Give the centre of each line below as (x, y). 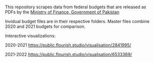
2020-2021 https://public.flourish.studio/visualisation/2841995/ (68, 45)
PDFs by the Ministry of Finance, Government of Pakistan (62, 12)
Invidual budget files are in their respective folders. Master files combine (77, 21)
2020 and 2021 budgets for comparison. (45, 26)
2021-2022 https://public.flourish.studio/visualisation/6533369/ (69, 54)
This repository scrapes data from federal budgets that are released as (76, 7)
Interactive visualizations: (30, 36)
